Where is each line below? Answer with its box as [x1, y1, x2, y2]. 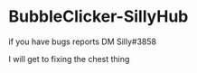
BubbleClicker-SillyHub [8, 6, 189, 27]
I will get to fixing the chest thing [8, 53, 130, 64]
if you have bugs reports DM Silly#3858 [8, 36, 157, 47]
